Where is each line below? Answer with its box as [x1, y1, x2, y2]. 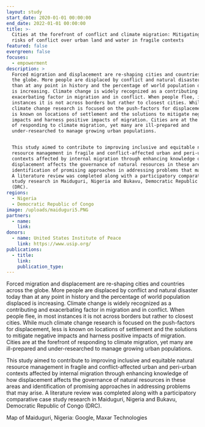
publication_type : [17, 264, 64, 270]
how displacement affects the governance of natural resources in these [6, 376, 186, 384]
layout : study [6, 9, 43, 15]
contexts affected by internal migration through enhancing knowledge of [6, 370, 189, 377]
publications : [6, 246, 43, 253]
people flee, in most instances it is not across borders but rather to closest [6, 312, 193, 320]
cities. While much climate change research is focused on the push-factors [6, 319, 195, 326]
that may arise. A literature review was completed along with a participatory [6, 389, 196, 396]
